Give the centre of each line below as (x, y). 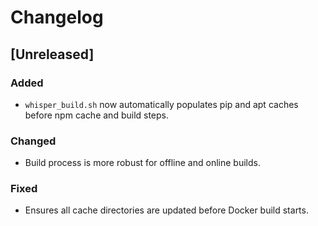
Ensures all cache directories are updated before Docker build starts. (166, 210)
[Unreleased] (52, 54)
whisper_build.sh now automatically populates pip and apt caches (161, 104)
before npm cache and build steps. (97, 115)
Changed (33, 141)
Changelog (57, 17)
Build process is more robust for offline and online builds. (142, 163)
